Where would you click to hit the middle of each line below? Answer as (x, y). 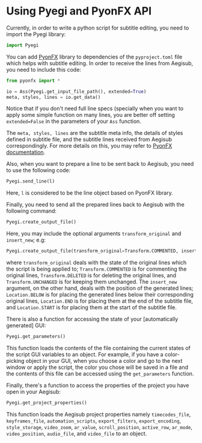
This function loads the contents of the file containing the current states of (98, 348)
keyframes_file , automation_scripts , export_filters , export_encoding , (94, 421)
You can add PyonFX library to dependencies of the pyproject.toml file (94, 57)
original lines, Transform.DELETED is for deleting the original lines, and (91, 275)
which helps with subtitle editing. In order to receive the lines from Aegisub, (100, 63)
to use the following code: (38, 171)
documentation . (26, 152)
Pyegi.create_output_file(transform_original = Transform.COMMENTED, (93, 251)
